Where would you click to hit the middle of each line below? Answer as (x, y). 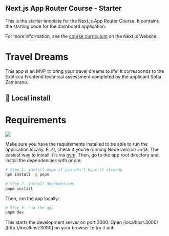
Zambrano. (17, 82)
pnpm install (19, 189)
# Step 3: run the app (29, 208)
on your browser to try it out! (85, 228)
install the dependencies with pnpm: (44, 161)
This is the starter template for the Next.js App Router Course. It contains (82, 21)
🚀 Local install (28, 98)
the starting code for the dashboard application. (56, 26)
